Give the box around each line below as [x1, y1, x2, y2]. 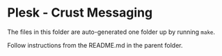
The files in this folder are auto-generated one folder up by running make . [7, 28, 216, 36]
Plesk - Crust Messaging [7, 5, 153, 21]
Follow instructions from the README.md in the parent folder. [7, 41, 183, 49]
